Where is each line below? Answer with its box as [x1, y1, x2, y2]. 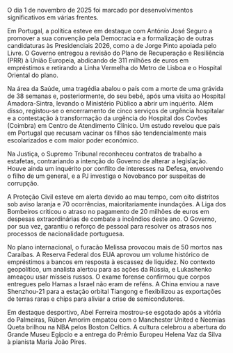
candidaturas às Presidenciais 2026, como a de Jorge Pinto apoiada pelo [7, 42, 217, 49]
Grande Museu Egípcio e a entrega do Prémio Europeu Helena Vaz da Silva [7, 330, 223, 338]
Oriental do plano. [7, 71, 59, 79]
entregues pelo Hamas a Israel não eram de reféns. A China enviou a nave [7, 280, 220, 288]
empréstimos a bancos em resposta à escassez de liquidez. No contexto [7, 258, 216, 266]
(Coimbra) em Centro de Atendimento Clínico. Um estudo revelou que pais [7, 122, 220, 129]
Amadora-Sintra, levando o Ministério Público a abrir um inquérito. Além [7, 99, 214, 107]
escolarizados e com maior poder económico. [7, 136, 139, 145]
